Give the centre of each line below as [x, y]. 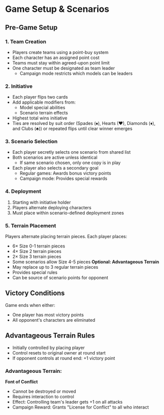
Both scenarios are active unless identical [55, 158]
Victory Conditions [35, 293]
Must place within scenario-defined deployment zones [68, 213]
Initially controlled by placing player [49, 348]
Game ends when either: [30, 305]
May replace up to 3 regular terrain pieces [55, 267]
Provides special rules [35, 272]
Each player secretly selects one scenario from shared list [71, 152]
